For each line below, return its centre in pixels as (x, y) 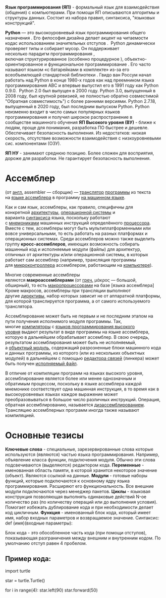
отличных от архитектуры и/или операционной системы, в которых (77, 254)
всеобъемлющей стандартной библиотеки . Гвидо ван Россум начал (78, 75)
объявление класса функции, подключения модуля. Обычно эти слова (80, 459)
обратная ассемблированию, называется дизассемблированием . (75, 405)
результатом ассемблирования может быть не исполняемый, (71, 342)
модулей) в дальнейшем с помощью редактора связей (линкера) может (82, 358)
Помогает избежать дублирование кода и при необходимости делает (79, 507)
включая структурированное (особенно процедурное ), (64, 59)
